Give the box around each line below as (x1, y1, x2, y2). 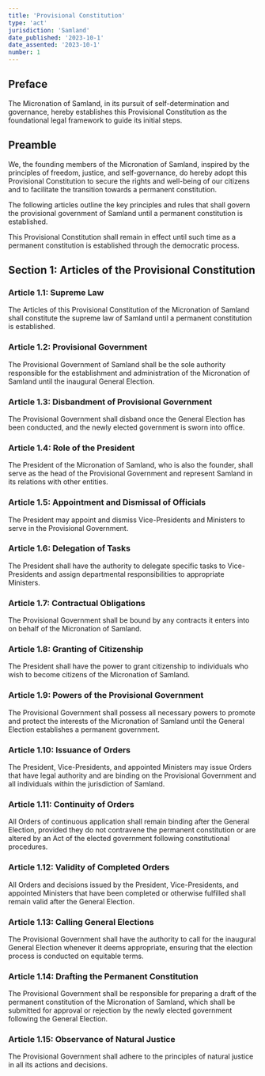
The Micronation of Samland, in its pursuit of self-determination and (8, 98, 229, 108)
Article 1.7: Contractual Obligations (8, 597, 146, 608)
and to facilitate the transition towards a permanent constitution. (8, 184, 218, 194)
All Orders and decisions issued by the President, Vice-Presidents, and (8, 880, 239, 889)
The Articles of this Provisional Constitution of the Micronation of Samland (8, 305, 250, 315)
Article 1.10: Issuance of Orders (8, 744, 131, 756)
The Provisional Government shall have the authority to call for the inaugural (8, 934, 256, 944)
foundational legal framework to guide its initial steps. (8, 116, 183, 125)
